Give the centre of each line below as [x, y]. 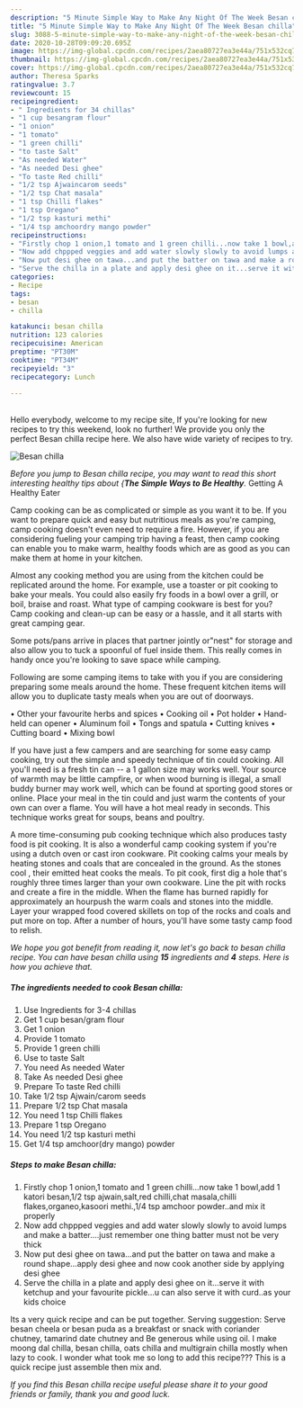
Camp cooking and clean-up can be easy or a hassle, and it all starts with [146, 614]
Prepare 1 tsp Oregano [65, 1125]
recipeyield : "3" [43, 368]
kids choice [45, 1302]
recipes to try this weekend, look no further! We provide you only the [138, 429]
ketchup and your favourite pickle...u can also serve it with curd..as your [157, 1293]
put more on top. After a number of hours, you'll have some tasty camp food [151, 921]
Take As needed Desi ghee [73, 1077]
